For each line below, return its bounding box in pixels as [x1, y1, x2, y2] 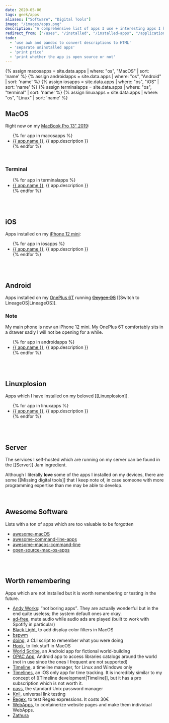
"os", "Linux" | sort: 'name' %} [5, 95, 68, 101]
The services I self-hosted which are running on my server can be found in [5, 457, 160, 463]
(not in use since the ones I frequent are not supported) [12, 658, 128, 665]
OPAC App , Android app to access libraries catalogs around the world [12, 653, 157, 659]
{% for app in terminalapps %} [12, 177, 76, 183]
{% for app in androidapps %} [12, 339, 75, 345]
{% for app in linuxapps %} [12, 403, 69, 409]
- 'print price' [10, 49, 44, 54]
